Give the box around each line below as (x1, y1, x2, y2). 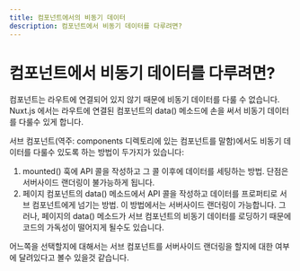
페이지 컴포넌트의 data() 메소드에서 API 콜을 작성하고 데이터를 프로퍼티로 (22, 188, 278, 199)
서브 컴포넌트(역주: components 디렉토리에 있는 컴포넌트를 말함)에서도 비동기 (9, 135, 282, 146)
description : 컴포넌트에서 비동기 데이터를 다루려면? (9, 22, 182, 31)
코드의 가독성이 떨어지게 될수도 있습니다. (22, 222, 164, 233)
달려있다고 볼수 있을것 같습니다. (18, 252, 129, 263)
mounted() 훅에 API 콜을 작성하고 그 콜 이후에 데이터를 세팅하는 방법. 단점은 (22, 166, 289, 177)
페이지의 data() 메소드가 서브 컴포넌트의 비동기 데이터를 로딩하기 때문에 (41, 211, 292, 222)
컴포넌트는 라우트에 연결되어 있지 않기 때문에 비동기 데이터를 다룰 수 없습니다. (9, 94, 280, 105)
